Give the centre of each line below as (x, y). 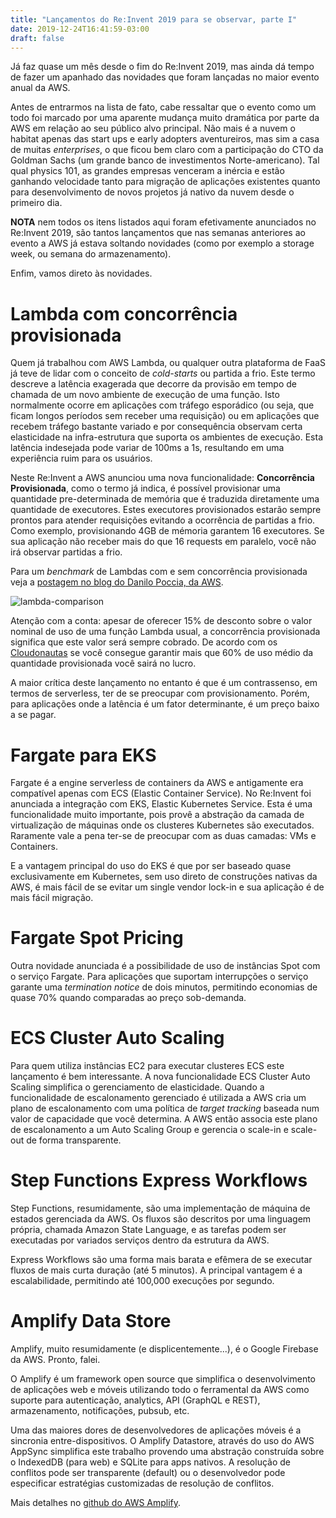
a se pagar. (33, 715)
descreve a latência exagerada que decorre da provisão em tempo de (153, 384)
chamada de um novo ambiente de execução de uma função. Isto (145, 395)
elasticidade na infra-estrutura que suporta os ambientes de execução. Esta (167, 437)
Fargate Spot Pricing (97, 938)
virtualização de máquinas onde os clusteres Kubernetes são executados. (162, 825)
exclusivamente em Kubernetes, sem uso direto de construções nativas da (164, 877)
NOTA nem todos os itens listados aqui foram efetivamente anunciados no (163, 222)
